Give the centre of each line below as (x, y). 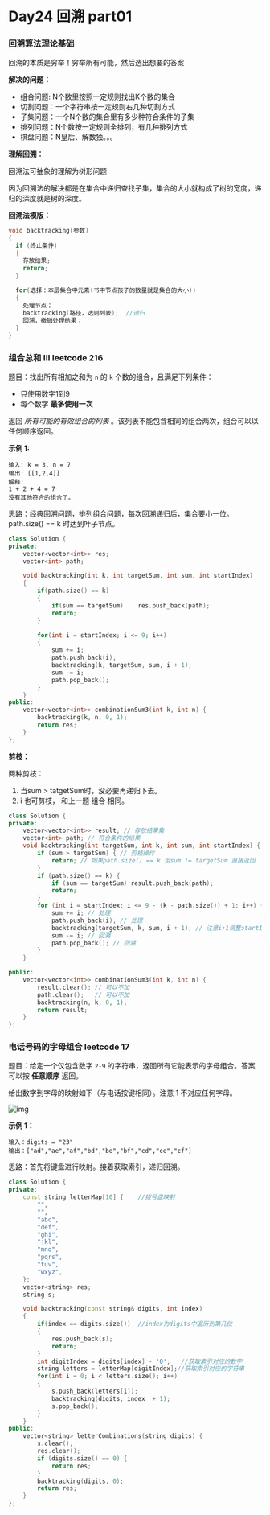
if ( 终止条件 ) (37, 246)
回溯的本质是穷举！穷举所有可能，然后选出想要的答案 (96, 63)
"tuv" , (48, 1265)
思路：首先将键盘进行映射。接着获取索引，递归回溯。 (96, 1167)
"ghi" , (48, 1235)
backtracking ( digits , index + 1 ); (111, 1398)
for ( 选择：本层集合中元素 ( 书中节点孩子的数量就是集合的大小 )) (106, 290)
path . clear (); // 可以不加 (84, 994)
